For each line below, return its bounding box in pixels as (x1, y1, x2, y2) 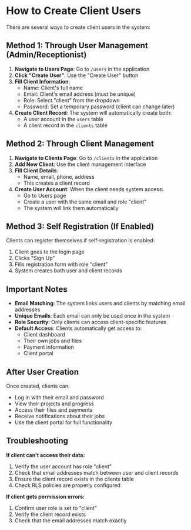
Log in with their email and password (14, 394, 104, 401)
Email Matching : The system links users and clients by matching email (14, 300, 186, 307)
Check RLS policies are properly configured (14, 481, 120, 489)
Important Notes (6, 284, 68, 294)
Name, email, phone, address (23, 173, 95, 180)
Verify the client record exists (14, 511, 86, 518)
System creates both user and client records (14, 267, 122, 274)
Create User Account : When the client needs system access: (14, 185, 163, 192)
